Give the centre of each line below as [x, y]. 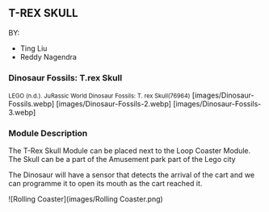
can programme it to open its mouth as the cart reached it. [105, 184]
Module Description [48, 134]
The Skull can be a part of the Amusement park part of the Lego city [122, 160]
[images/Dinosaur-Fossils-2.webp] [114, 104]
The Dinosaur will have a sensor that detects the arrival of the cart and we [132, 175]
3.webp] [22, 113]
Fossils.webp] [32, 104]
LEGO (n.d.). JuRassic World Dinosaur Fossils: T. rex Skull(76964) [99, 96]
